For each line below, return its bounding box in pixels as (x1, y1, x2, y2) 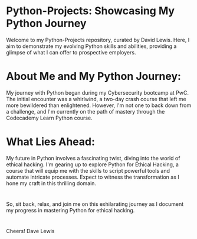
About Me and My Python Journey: (6, 70, 182, 83)
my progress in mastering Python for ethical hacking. (6, 207, 135, 214)
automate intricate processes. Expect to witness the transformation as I (6, 173, 179, 180)
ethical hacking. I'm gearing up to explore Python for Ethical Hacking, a (6, 161, 179, 168)
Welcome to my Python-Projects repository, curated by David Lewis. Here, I (6, 36, 190, 43)
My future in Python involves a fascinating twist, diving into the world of (6, 154, 180, 162)
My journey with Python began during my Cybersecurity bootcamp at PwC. (6, 89, 189, 96)
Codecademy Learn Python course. (6, 114, 93, 121)
